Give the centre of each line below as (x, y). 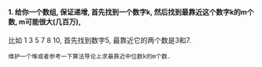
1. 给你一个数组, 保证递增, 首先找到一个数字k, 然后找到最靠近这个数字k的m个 (131, 12)
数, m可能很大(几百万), (44, 21)
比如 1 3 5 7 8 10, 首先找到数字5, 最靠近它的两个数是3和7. (100, 41)
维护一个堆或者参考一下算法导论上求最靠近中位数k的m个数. (90, 57)
